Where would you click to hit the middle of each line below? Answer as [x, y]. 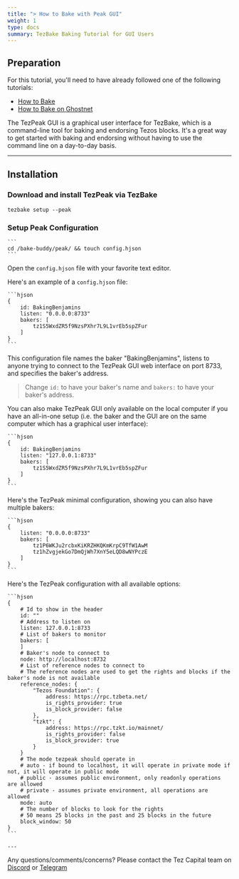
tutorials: [20, 88]
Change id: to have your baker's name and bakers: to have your [119, 387]
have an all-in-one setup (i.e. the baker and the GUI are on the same [107, 416]
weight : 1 [22, 21]
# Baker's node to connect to [65, 654]
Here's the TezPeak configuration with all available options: [94, 584]
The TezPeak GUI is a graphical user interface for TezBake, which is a [110, 123]
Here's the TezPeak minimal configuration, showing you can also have [110, 500]
